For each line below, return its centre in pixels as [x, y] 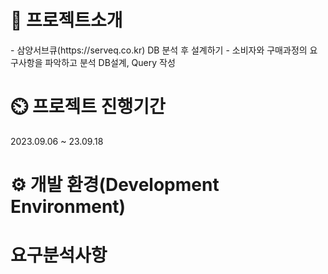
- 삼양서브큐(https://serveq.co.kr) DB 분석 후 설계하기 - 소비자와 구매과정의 [159, 50]
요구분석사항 [59, 255]
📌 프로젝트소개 [66, 20]
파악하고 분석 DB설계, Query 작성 [110, 62]
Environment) [68, 207]
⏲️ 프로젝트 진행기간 [88, 107]
